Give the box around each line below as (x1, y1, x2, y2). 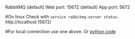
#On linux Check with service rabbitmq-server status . (5, 14, 119, 19)
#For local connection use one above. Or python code (5, 29, 116, 34)
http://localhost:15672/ (5, 19, 52, 25)
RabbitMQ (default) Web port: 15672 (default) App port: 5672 (5, 4, 131, 10)
